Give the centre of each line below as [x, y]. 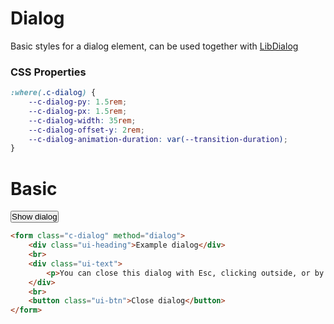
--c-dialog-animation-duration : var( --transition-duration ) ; [158, 139]
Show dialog [34, 217]
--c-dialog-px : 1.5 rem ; [78, 111]
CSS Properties [48, 72]
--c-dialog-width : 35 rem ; [82, 120]
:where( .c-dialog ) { [53, 93]
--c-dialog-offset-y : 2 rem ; [86, 130]
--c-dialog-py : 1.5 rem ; [78, 102]
